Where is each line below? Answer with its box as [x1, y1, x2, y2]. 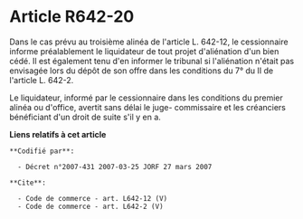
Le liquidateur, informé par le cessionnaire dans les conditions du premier [9, 92, 283, 103]
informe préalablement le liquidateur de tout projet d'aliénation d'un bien [9, 45, 279, 56]
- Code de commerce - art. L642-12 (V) [17, 194, 168, 203]
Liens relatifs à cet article [9, 129, 107, 139]
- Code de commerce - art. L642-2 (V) [17, 202, 165, 211]
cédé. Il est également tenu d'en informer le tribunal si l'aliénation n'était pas [9, 55, 295, 66]
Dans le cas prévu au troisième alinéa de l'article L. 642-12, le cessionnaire [9, 36, 289, 47]
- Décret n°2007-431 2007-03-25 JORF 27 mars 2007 [17, 162, 213, 171]
